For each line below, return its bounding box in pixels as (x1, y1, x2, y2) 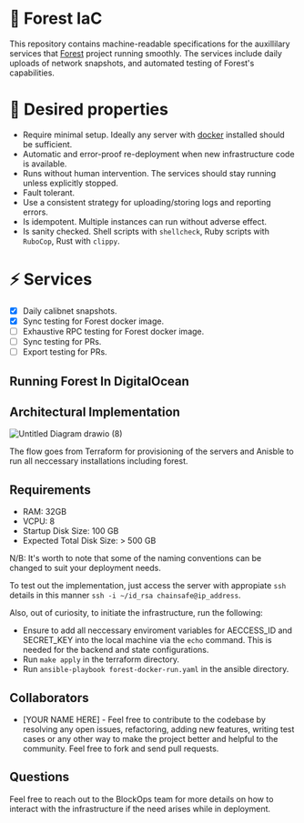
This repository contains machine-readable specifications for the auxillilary (9, 38, 290, 49)
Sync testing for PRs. (22, 336, 102, 346)
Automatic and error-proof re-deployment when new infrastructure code (22, 148, 295, 159)
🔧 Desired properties (9, 99, 168, 120)
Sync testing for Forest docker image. (22, 316, 165, 326)
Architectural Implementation (9, 404, 180, 419)
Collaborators (9, 690, 89, 706)
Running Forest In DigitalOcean (9, 373, 189, 389)
